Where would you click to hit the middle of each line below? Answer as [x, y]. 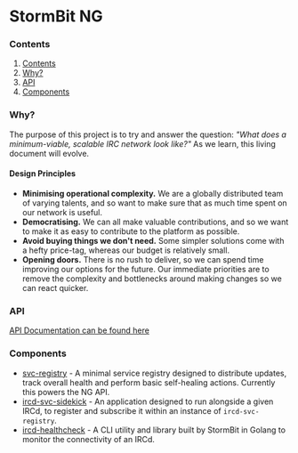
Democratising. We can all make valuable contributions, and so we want [155, 222]
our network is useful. [62, 212]
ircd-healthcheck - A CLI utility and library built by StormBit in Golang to [154, 430]
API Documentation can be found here [79, 330]
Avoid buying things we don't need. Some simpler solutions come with [153, 240]
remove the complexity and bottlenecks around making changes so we [152, 279]
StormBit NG [56, 16]
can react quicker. [55, 287]
